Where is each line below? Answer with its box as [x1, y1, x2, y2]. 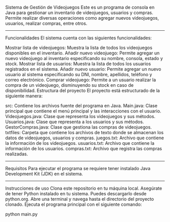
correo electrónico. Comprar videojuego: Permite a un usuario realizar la [5, 77, 156, 83]
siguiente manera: [5, 93, 43, 99]
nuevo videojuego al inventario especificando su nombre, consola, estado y [5, 55, 163, 61]
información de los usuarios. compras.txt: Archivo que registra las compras [5, 146, 162, 151]
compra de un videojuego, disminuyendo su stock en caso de [5, 82, 134, 88]
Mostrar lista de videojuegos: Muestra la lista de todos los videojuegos [5, 45, 153, 50]
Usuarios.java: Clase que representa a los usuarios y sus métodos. [5, 119, 144, 125]
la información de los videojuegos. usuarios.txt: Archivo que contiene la [5, 140, 155, 146]
